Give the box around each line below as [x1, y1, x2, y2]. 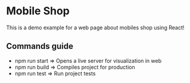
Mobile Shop [6, 4, 70, 18]
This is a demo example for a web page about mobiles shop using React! [6, 24, 185, 31]
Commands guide [6, 41, 73, 51]
